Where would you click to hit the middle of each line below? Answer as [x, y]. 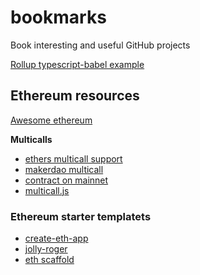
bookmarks [58, 17]
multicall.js [47, 190]
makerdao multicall [64, 169]
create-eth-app [56, 238]
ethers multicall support [73, 158]
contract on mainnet [66, 180]
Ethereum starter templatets [81, 216]
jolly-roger [46, 249]
